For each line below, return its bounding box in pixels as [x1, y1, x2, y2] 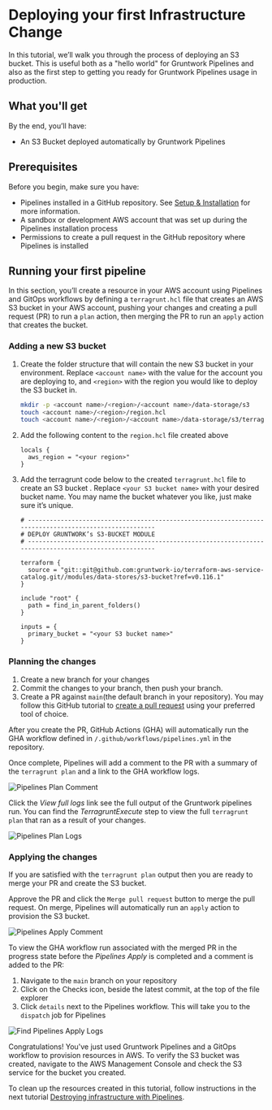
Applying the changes [8, 851, 97, 862]
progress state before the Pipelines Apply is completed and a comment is [8, 951, 254, 960]
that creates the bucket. [8, 320, 89, 330]
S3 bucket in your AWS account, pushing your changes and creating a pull [8, 303, 257, 313]
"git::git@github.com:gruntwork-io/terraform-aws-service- [60, 566, 265, 575]
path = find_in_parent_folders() [28, 601, 141, 610]
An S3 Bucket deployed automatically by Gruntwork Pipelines [19, 137, 226, 146]
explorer [19, 993, 49, 1003]
